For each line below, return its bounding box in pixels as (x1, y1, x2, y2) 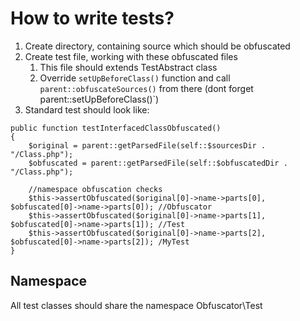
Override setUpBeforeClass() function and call (39, 72, 231, 84)
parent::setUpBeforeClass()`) (39, 93, 160, 105)
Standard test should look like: (24, 103, 150, 116)
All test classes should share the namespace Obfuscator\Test (10, 299, 263, 311)
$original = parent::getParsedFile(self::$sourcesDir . (28, 140, 267, 151)
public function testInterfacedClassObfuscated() (10, 123, 222, 133)
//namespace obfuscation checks (28, 184, 163, 194)
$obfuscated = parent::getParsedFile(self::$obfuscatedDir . (28, 158, 288, 168)
